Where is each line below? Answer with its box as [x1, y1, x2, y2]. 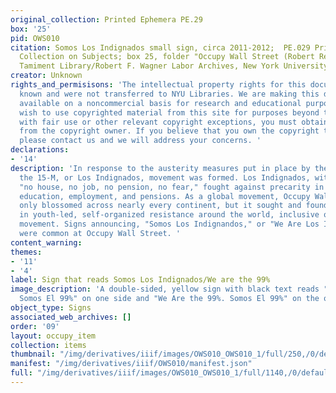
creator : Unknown [10, 71, 83, 81]
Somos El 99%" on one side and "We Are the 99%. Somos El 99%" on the [19, 294, 320, 304]
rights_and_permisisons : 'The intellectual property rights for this [10, 80, 307, 90]
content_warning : [10, 237, 83, 248]
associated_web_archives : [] [10, 312, 132, 322]
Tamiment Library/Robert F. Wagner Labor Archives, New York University [19, 61, 329, 71]
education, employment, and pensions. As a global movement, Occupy [19, 191, 311, 201]
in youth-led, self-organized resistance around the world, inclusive [19, 210, 320, 220]
